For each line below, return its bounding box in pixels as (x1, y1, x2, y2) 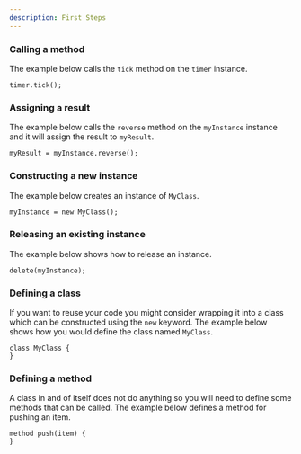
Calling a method (9, 42, 85, 55)
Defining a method (9, 372, 93, 385)
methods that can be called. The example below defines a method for (9, 402, 267, 414)
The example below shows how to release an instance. (9, 248, 213, 259)
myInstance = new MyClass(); (9, 208, 119, 217)
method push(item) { (9, 429, 87, 439)
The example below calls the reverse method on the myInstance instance (9, 122, 279, 133)
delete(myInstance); (9, 266, 87, 275)
